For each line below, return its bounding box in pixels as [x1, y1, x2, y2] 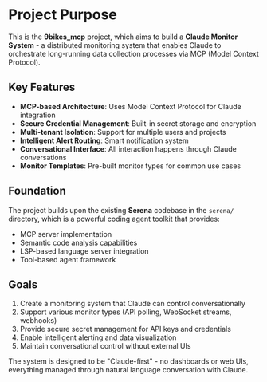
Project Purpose [8, 6, 118, 24]
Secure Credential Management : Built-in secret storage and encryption [19, 118, 257, 128]
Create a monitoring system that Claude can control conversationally [19, 299, 245, 309]
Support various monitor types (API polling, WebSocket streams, [19, 307, 232, 317]
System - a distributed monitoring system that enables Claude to [8, 40, 222, 49]
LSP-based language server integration [19, 246, 149, 256]
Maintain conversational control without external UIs [19, 341, 191, 351]
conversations [19, 152, 67, 162]
